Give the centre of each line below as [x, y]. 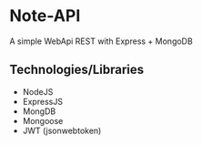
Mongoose [43, 120]
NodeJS [38, 91]
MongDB [39, 111]
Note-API [45, 16]
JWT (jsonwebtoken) [62, 130]
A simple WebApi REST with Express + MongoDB [101, 41]
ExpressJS [43, 101]
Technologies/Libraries [77, 70]
